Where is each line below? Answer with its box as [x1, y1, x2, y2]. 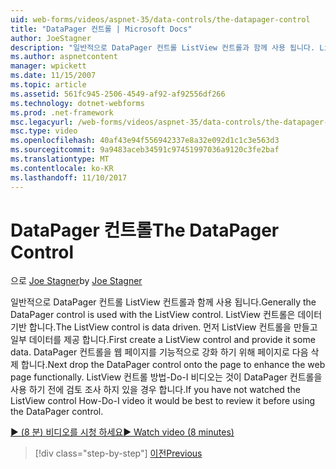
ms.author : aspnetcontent [10, 52, 118, 62]
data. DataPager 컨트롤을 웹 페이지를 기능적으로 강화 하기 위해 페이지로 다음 [10, 346, 309, 358]
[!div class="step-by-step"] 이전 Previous [34, 447, 203, 460]
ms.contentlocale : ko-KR [10, 163, 114, 173]
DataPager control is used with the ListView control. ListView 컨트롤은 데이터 [10, 309, 323, 321]
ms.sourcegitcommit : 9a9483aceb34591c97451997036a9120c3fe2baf [10, 145, 280, 155]
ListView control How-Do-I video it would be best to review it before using [10, 395, 316, 407]
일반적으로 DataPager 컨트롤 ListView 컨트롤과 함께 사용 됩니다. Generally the [10, 296, 317, 308]
